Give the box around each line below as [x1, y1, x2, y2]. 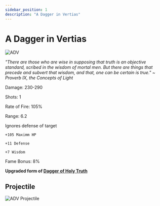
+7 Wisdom [5, 150, 26, 155]
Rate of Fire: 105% [5, 103, 43, 109]
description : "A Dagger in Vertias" [5, 12, 80, 17]
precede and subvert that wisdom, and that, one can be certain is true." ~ [5, 70, 156, 76]
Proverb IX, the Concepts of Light [5, 75, 73, 81]
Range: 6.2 [5, 113, 27, 119]
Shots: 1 [5, 94, 21, 100]
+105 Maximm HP [5, 132, 37, 138]
